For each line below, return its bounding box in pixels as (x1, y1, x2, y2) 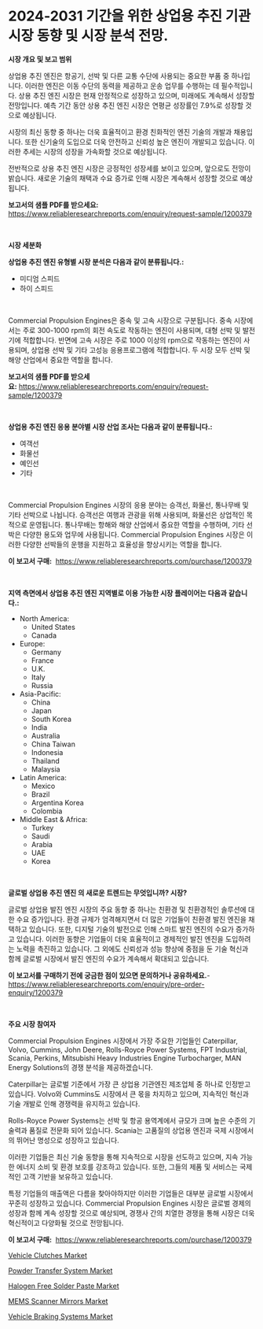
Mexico (31, 781, 56, 790)
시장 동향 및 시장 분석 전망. (8, 27, 169, 45)
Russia (31, 680, 53, 690)
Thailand (31, 756, 60, 765)
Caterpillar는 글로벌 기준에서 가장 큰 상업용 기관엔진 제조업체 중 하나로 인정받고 (8, 1079, 251, 1089)
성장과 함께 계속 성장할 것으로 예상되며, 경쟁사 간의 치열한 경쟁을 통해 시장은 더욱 (8, 1208, 255, 1217)
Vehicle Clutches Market (8, 1250, 88, 1260)
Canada (31, 631, 57, 640)
